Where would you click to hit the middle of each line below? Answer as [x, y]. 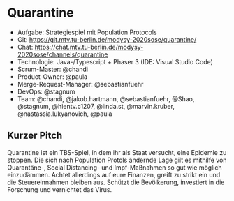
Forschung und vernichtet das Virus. [60, 189]
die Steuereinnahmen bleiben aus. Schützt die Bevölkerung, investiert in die [116, 182]
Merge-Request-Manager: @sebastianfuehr [80, 84]
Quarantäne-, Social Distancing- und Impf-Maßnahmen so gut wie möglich [115, 167]
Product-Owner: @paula [52, 76]
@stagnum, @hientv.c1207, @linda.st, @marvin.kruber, [96, 106]
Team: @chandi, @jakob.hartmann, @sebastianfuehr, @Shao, [106, 98]
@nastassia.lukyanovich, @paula [65, 114]
